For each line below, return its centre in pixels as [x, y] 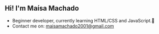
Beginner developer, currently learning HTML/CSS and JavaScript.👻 [83, 20]
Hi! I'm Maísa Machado [42, 8]
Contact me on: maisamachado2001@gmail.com [63, 26]
